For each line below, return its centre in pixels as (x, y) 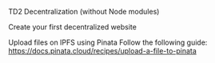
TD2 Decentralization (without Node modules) (84, 12)
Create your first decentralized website (73, 27)
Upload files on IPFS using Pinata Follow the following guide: (108, 42)
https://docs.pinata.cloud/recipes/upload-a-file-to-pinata (103, 51)
